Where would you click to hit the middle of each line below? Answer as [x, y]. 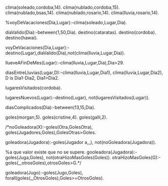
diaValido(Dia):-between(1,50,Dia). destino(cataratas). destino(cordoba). [81, 32]
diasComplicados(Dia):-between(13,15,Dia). [50, 107]
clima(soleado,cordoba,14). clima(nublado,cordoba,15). [63, 7]
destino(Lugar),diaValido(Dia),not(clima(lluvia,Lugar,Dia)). [65, 53]
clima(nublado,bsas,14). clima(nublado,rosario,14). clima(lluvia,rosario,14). [82, 13]
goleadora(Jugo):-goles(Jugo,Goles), [44, 173]
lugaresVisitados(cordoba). [33, 88]
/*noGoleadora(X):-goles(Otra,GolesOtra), [49, 127]
